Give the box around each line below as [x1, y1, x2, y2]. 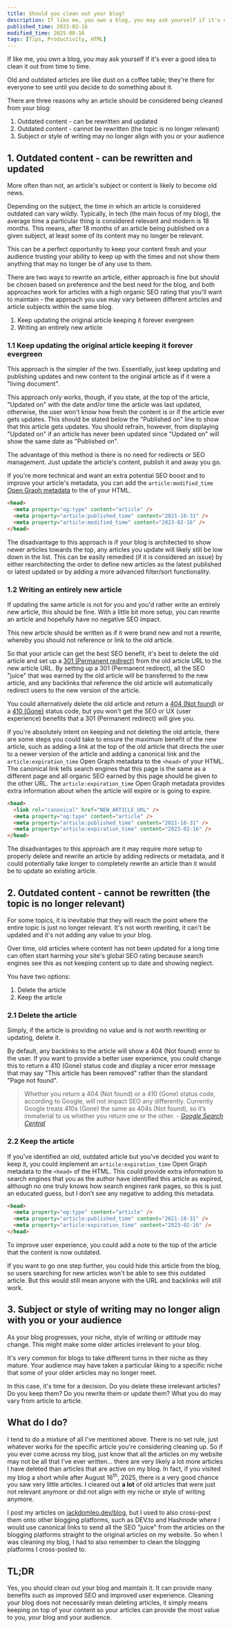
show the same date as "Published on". [7, 437, 119, 445]
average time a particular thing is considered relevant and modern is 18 [7, 216, 209, 225]
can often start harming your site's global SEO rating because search [7, 951, 204, 959]
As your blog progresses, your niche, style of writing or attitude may [7, 1333, 202, 1341]
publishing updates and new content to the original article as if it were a [7, 372, 211, 381]
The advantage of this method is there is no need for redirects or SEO [7, 451, 205, 459]
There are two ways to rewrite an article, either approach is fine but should [7, 273, 220, 281]
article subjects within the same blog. [7, 302, 114, 310]
